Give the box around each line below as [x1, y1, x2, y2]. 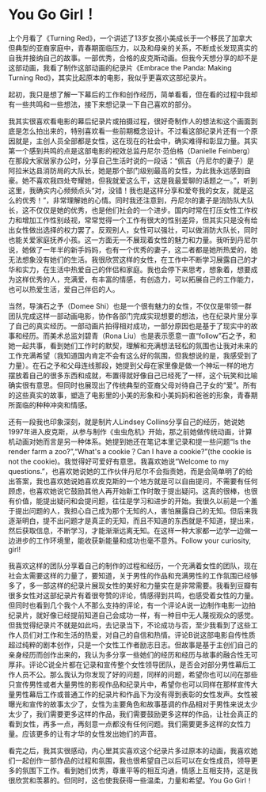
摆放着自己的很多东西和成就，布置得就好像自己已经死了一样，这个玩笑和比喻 [8, 370, 258, 380]
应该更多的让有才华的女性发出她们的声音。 [21, 729, 161, 738]
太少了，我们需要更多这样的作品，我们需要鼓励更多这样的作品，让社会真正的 [8, 709, 258, 718]
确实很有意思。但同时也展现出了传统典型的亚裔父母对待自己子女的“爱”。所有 [8, 380, 257, 390]
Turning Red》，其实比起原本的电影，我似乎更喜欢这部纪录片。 [8, 73, 211, 82]
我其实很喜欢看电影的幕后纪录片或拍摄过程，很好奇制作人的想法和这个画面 [8, 116, 251, 126]
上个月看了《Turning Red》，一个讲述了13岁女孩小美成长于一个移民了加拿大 [8, 33, 253, 43]
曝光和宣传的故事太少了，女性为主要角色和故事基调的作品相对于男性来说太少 [8, 699, 258, 709]
